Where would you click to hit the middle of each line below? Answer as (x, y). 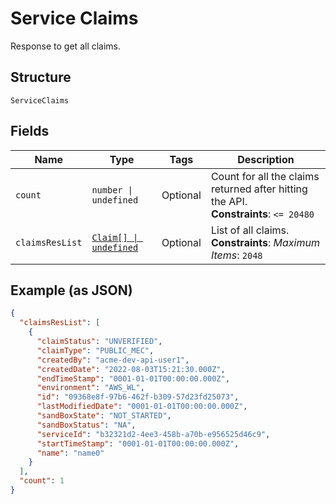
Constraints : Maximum (265, 242)
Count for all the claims (265, 176)
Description (266, 159)
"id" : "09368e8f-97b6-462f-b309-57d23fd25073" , (138, 397)
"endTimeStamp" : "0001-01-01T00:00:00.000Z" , (133, 378)
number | (112, 190)
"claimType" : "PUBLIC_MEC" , (95, 350)
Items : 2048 (236, 255)
